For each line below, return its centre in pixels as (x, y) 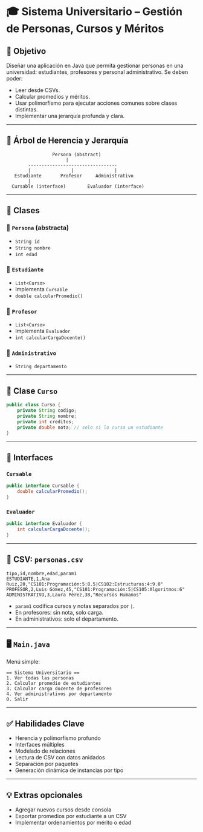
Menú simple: (23, 662)
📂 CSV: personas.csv (45, 560)
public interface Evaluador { (44, 524)
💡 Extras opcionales (45, 795)
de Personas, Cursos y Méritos (85, 29)
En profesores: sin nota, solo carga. (59, 612)
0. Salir (17, 699)
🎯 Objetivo (26, 51)
